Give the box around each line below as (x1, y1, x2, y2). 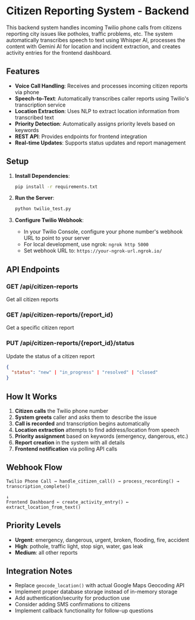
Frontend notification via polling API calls (14, 445, 118, 453)
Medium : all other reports (14, 549, 78, 556)
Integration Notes (6, 566, 73, 577)
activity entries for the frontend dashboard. (6, 49, 112, 56)
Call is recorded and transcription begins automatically (14, 420, 150, 427)
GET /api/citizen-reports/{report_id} (6, 311, 114, 319)
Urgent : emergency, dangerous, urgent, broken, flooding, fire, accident (14, 536, 189, 543)
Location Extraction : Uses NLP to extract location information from (14, 107, 180, 114)
